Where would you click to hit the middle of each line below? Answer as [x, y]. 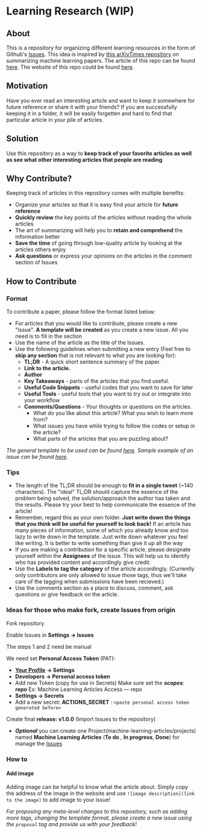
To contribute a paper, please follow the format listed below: [81, 312]
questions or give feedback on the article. [67, 595]
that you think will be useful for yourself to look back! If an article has [103, 524]
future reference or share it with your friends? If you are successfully [92, 107]
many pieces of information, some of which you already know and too [102, 530]
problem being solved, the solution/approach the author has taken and [103, 498]
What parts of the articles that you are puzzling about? [101, 439]
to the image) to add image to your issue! [58, 800]
